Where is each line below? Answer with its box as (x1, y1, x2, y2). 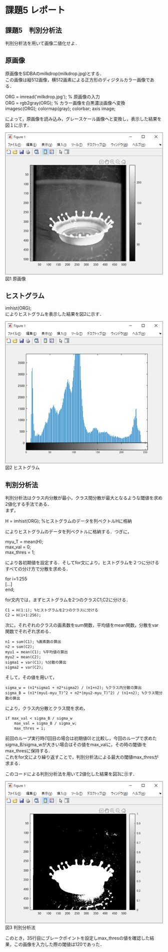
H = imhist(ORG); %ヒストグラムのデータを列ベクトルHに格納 (5, 518, 132, 524)
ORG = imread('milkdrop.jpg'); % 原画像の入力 (5, 94, 100, 100)
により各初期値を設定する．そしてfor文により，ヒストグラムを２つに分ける (5, 559, 159, 565)
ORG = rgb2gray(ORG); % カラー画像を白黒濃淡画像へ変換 (5, 100, 125, 106)
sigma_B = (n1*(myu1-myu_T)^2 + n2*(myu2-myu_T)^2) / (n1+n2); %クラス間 (5, 690, 159, 695)
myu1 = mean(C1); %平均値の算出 (5, 649, 68, 654)
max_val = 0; (5, 544, 31, 550)
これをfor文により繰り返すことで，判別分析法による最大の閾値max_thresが (5, 754, 159, 760)
